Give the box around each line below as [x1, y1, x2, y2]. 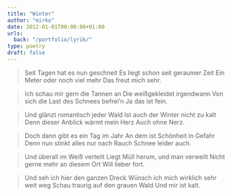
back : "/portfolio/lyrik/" [13, 36, 93, 43]
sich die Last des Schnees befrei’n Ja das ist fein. [24, 97, 168, 105]
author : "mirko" [7, 17, 55, 24]
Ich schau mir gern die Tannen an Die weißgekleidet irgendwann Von [24, 89, 224, 98]
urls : [7, 29, 23, 37]
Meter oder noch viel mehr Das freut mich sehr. [24, 76, 161, 84]
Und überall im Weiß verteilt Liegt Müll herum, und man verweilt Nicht [24, 152, 226, 161]
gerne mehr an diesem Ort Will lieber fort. [24, 160, 145, 168]
